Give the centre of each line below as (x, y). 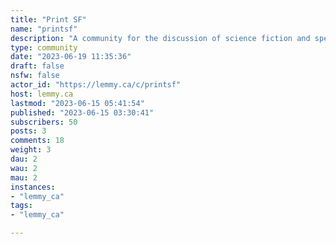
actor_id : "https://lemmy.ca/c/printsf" (96, 85)
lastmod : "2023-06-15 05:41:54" (77, 103)
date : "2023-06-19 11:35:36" (71, 57)
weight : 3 (31, 150)
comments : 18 (37, 141)
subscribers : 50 (44, 122)
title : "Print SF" (48, 19)
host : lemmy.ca (42, 94)
